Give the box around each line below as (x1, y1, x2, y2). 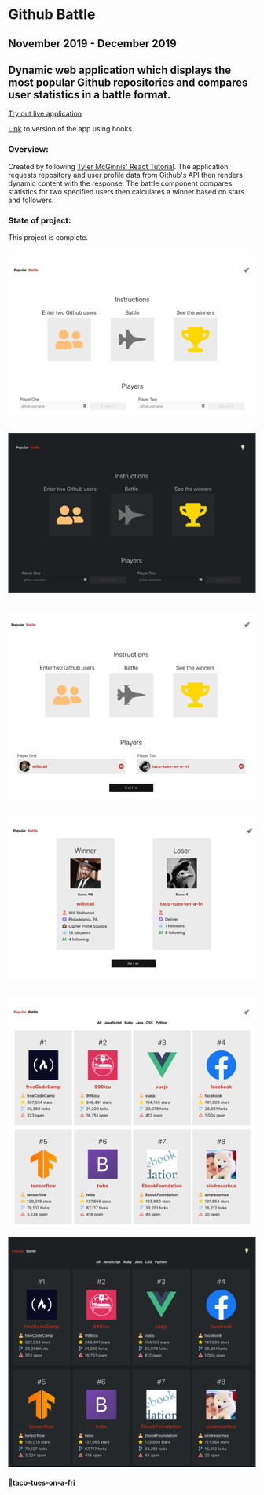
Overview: (8, 144, 49, 155)
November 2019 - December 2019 (8, 37, 177, 50)
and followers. (8, 195, 54, 205)
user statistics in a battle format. (8, 88, 171, 102)
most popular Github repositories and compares (8, 76, 248, 89)
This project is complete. (8, 232, 89, 242)
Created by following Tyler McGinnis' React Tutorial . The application (8, 161, 229, 171)
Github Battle (8, 6, 96, 24)
